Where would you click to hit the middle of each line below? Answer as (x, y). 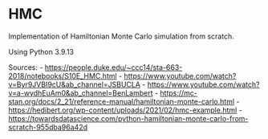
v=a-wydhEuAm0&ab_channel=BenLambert (81, 92)
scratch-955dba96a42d (48, 127)
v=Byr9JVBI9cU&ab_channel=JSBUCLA (74, 84)
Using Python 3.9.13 (41, 51)
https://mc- (179, 92)
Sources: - (26, 67)
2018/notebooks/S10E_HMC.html (63, 76)
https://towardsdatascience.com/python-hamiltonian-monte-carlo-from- (128, 118)
